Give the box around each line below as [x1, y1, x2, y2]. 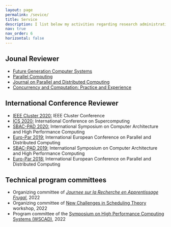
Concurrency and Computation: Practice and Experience [12, 84, 131, 90]
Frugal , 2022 [12, 194, 40, 201]
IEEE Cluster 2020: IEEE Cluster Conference [12, 112, 105, 118]
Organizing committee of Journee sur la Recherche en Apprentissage [12, 189, 159, 196]
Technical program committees [5, 176, 107, 184]
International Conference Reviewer [5, 99, 119, 108]
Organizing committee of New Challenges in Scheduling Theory [12, 200, 147, 206]
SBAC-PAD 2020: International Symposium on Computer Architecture [12, 123, 159, 129]
